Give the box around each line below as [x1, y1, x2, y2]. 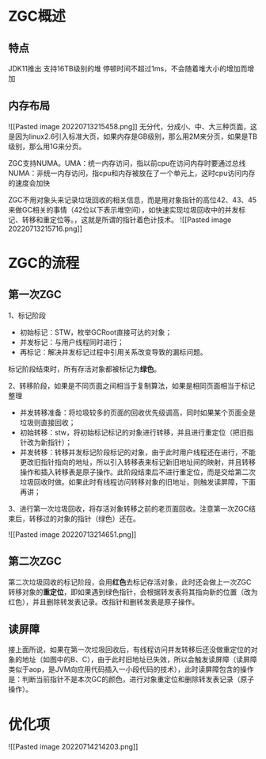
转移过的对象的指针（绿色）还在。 [28, 513, 140, 523]
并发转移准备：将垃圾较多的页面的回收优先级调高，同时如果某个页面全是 [19, 408, 256, 417]
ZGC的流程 [8, 255, 80, 272]
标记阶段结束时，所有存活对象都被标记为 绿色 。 [8, 364, 161, 374]
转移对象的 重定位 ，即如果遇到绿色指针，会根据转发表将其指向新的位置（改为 [8, 587, 258, 596]
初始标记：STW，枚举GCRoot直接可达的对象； [19, 327, 173, 337]
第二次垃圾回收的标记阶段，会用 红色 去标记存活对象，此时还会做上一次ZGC [8, 577, 252, 587]
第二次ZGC [8, 554, 62, 568]
